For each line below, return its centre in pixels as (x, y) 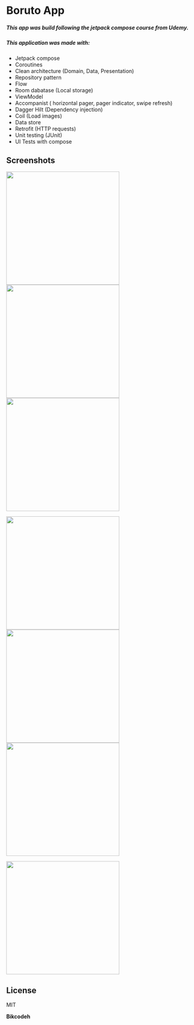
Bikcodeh (18, 1017)
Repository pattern (38, 77)
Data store (28, 122)
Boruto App (36, 11)
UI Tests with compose (43, 141)
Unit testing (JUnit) (39, 135)
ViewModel (29, 97)
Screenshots (31, 160)
